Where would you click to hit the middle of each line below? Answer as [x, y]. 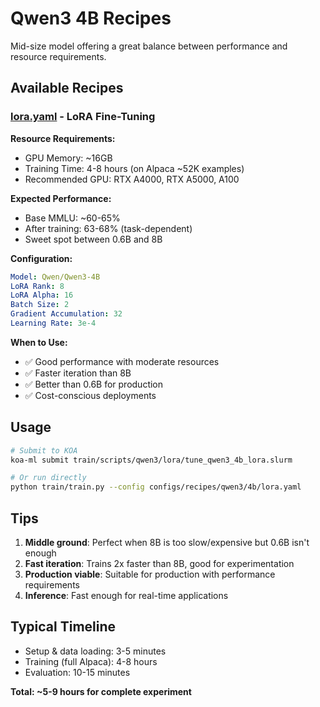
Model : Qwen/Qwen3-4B [55, 277]
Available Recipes [67, 88]
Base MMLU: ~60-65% [72, 218]
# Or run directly [48, 478]
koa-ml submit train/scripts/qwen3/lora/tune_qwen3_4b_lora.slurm [151, 460]
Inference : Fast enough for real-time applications [126, 595]
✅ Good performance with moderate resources [122, 361]
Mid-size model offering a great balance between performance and [149, 46]
